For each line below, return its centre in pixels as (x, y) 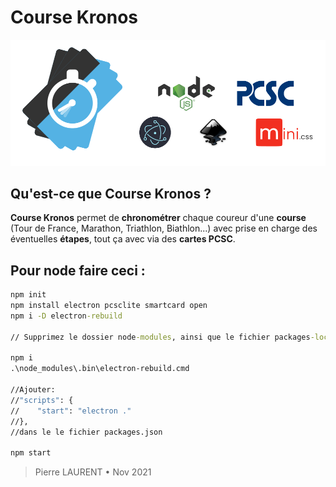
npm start (31, 453)
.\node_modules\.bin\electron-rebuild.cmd (100, 369)
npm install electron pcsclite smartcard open (109, 306)
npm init (28, 295)
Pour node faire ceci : (78, 270)
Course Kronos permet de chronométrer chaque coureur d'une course (158, 218)
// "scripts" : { (42, 400)
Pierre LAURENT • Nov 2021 (93, 472)
